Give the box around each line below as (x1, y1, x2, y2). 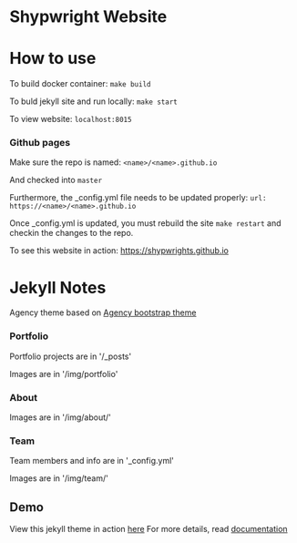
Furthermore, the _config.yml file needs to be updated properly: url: (9, 192, 267, 203)
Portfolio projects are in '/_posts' (9, 351, 132, 362)
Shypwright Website (9, 6, 168, 27)
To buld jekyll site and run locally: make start (9, 96, 178, 107)
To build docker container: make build (9, 78, 151, 89)
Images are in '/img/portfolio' (9, 368, 118, 379)
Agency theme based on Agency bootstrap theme (9, 307, 197, 318)
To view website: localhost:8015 (9, 114, 132, 125)
